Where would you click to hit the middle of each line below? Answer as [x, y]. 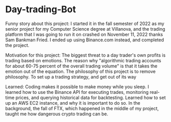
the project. [17, 45]
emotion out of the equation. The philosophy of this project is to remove [81, 71]
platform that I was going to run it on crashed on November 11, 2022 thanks [84, 34]
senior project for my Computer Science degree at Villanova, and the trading [85, 29]
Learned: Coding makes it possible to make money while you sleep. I [77, 87]
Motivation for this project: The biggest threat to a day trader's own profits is [85, 55]
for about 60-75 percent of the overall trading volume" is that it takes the [81, 66]
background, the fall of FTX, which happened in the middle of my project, [82, 108]
